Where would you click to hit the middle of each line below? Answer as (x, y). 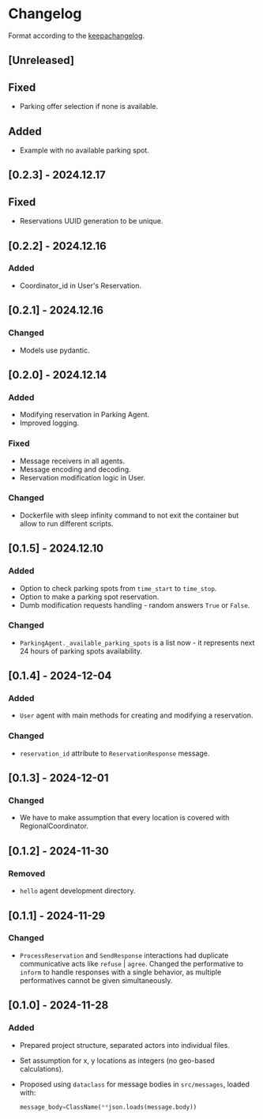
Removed (27, 873)
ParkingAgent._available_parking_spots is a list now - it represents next (137, 642)
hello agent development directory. (77, 891)
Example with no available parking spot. (85, 150)
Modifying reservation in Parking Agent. (85, 415)
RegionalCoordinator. (54, 826)
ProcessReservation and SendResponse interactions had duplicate (124, 955)
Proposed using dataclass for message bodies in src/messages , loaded (135, 1084)
